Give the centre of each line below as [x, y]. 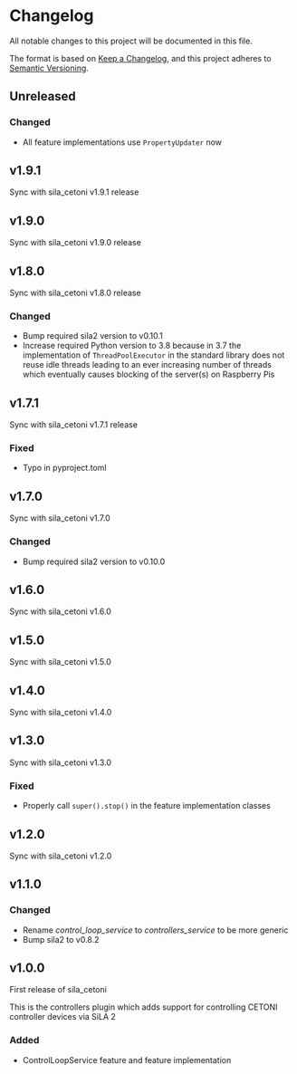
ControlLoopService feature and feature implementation [127, 1060]
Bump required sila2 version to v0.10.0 [94, 561]
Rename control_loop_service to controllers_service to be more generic [155, 930]
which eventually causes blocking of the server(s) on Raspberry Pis [148, 374]
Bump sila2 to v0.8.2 [61, 939]
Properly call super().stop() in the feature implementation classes [147, 806]
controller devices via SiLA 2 [62, 1017]
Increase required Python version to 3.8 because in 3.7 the [132, 346]
